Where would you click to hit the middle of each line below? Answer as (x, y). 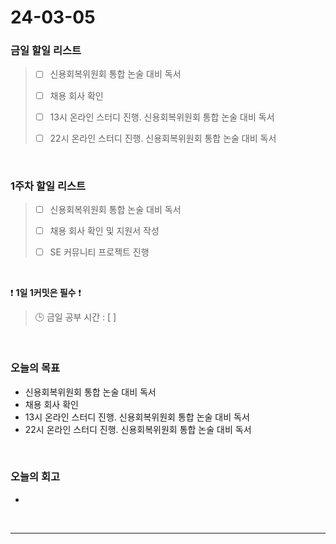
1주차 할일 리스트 (48, 186)
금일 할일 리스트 (46, 51)
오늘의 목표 (35, 368)
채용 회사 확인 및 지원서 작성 (104, 231)
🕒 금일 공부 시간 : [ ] (75, 317)
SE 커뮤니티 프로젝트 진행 (99, 252)
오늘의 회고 (35, 477)
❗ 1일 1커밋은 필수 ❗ (46, 293)
